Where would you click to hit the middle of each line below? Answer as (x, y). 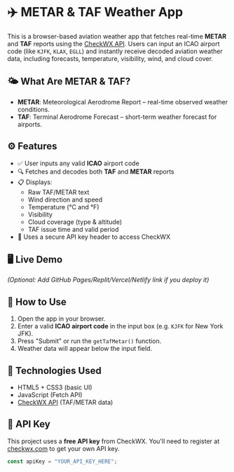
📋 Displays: (35, 182)
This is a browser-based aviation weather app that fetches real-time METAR (117, 36)
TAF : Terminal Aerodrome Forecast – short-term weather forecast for (117, 117)
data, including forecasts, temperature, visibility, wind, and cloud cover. (110, 58)
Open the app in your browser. (61, 319)
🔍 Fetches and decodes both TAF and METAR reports (96, 172)
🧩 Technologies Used (54, 370)
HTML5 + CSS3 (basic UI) (55, 387)
